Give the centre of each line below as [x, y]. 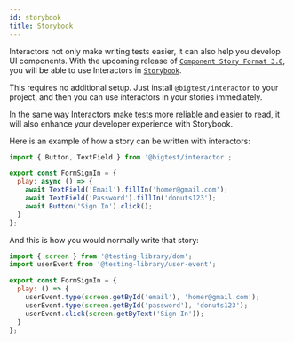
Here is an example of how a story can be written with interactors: [130, 141]
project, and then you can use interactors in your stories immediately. [136, 97]
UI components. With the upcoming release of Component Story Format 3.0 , [147, 61]
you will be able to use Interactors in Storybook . [95, 70]
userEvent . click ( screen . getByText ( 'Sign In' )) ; [115, 314]
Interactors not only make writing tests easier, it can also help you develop [145, 51]
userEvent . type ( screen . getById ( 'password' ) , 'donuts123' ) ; [137, 305]
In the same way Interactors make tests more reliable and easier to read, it [145, 114]
